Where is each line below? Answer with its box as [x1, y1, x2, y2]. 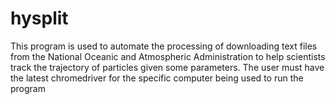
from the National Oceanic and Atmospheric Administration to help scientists [10, 50, 326, 62]
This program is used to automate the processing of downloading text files [10, 40, 318, 52]
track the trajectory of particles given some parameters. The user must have [10, 61, 325, 73]
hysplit [10, 7, 69, 30]
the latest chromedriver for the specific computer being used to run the [10, 72, 304, 84]
